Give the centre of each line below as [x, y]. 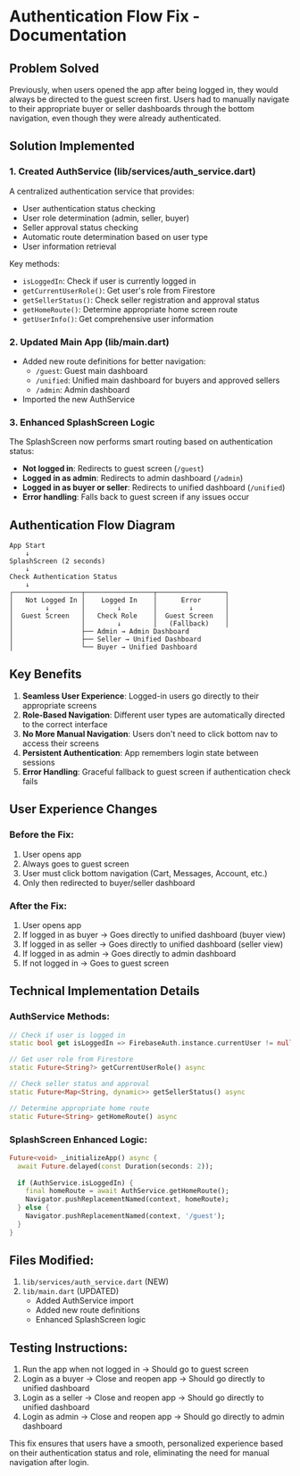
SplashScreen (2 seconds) [57, 561]
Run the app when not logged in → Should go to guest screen [135, 1369]
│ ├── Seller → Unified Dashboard [105, 640]
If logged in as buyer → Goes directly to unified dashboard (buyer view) [154, 934]
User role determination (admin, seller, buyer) [106, 218]
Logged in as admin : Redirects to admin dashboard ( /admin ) [133, 478]
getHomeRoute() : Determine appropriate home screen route [130, 309]
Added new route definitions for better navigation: [114, 361]
